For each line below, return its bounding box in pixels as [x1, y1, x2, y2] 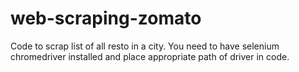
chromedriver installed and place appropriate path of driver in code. [10, 50, 290, 62]
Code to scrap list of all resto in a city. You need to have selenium [10, 40, 280, 52]
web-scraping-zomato [10, 7, 202, 30]
